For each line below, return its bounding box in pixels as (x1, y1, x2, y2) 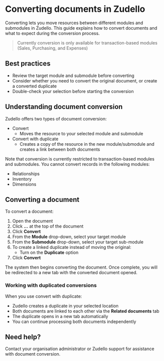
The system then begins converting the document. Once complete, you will (5, 264, 158, 270)
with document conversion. (5, 351, 61, 357)
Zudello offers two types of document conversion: (5, 116, 107, 121)
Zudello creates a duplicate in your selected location (12, 303, 119, 309)
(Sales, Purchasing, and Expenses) (17, 45, 88, 51)
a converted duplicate (12, 83, 57, 89)
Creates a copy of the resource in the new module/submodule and (19, 141, 155, 147)
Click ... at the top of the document (12, 223, 84, 229)
